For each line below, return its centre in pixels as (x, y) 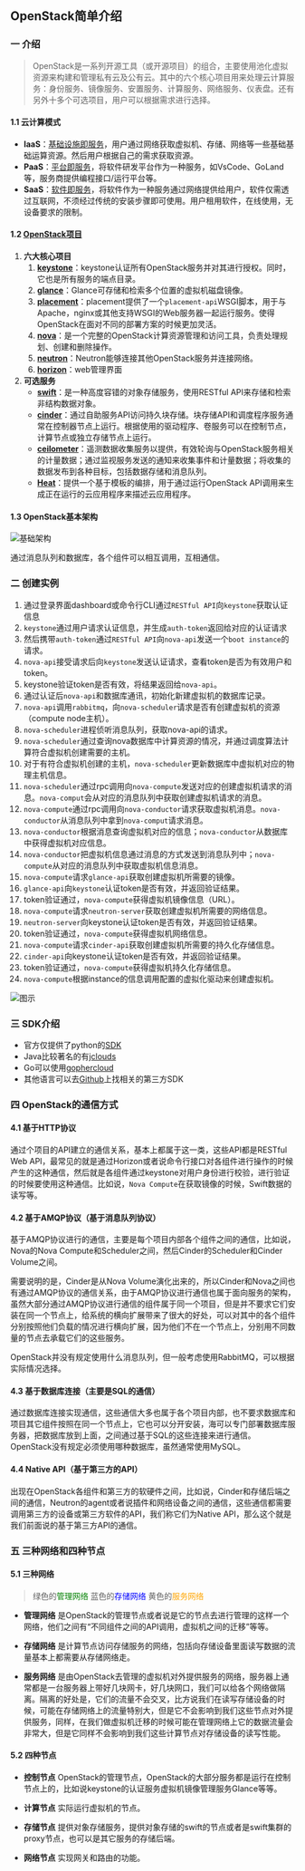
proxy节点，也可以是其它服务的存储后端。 (101, 1838)
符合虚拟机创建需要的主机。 (83, 752)
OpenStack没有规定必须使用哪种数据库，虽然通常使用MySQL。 (128, 1447)
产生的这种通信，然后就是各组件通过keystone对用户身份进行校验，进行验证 (150, 1172)
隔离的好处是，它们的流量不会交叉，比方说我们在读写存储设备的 (158, 1699)
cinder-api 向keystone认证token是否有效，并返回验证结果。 (134, 956)
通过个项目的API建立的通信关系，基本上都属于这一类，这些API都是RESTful (149, 1150)
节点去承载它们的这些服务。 (77, 1338)
